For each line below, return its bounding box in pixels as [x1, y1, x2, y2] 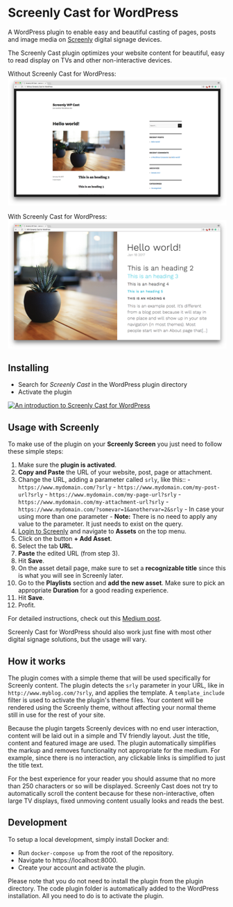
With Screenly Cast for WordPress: [8, 213, 107, 221]
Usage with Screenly [8, 422, 100, 433]
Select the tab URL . [17, 542, 74, 550]
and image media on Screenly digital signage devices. [8, 35, 162, 43]
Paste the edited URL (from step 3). [17, 549, 120, 558]
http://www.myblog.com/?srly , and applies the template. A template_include [8, 689, 225, 697]
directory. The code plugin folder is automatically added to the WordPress [8, 884, 219, 892]
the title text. [8, 761, 44, 769]
